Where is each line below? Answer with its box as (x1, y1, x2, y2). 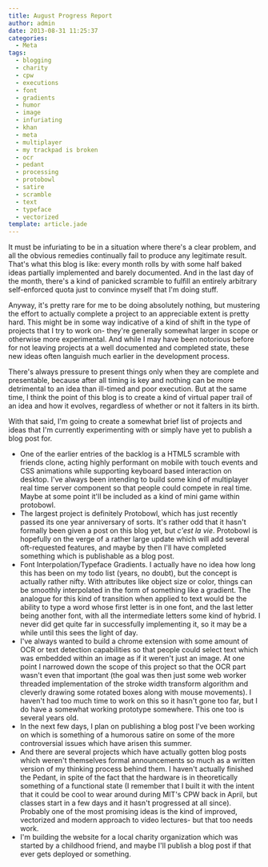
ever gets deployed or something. (19, 849, 132, 859)
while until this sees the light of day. (19, 628, 138, 638)
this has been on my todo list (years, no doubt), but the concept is (19, 568, 238, 578)
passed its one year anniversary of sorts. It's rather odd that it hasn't (19, 518, 246, 527)
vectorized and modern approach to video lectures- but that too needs (19, 815, 254, 825)
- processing (15, 168, 59, 176)
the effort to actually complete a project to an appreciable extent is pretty (8, 309, 250, 319)
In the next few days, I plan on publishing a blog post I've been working (19, 722, 255, 732)
